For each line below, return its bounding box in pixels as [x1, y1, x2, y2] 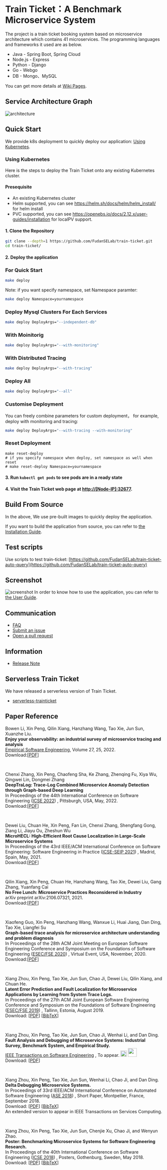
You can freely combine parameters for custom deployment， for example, [5, 413, 159, 419]
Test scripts [5, 543, 43, 552]
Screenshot [5, 576, 42, 585]
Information [5, 647, 43, 656]
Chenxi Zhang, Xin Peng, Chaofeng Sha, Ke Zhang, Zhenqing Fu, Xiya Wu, [5, 771, 158, 777]
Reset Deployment [5, 439, 51, 446]
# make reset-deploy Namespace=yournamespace [5, 464, 101, 469]
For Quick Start [5, 267, 43, 274]
